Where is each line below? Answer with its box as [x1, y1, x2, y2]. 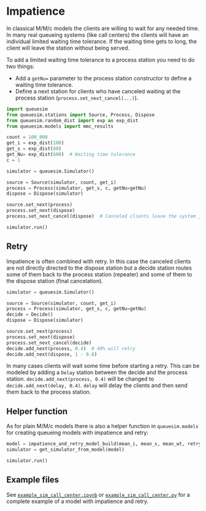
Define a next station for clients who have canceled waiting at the [15, 87, 181, 95]
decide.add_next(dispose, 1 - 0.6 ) [6, 351, 97, 357]
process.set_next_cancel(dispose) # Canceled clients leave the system [6, 213, 196, 219]
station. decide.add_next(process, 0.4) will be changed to [6, 375, 154, 383]
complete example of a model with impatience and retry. [6, 497, 149, 505]
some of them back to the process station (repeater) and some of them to [6, 270, 193, 278]
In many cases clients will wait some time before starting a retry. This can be [6, 362, 200, 370]
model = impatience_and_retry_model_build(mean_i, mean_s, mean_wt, [6, 441, 185, 447]
